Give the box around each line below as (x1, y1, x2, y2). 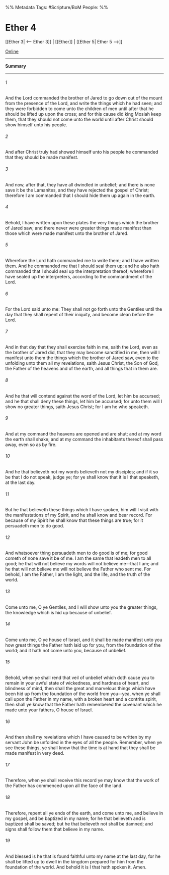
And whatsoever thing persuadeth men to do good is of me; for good (5, 550, 148, 556)
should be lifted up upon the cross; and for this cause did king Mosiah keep (5, 111, 161, 117)
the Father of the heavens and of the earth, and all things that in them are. (5, 366, 158, 372)
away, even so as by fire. (5, 442, 57, 448)
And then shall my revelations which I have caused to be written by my (5, 734, 151, 740)
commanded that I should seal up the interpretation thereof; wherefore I (5, 268, 154, 274)
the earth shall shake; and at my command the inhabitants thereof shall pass (5, 436, 163, 442)
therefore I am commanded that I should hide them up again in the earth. (5, 192, 156, 199)
